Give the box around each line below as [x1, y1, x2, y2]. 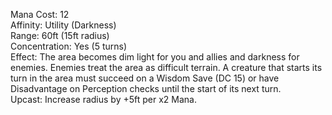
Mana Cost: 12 [10, 9, 70, 20]
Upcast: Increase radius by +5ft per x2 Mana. [10, 94, 197, 105]
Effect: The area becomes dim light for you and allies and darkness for [10, 51, 300, 63]
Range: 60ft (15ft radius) [10, 30, 110, 41]
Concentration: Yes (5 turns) [10, 40, 128, 52]
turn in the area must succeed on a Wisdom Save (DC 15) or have [10, 72, 280, 84]
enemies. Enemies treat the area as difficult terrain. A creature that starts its [10, 62, 323, 73]
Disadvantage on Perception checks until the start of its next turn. [10, 83, 282, 94]
